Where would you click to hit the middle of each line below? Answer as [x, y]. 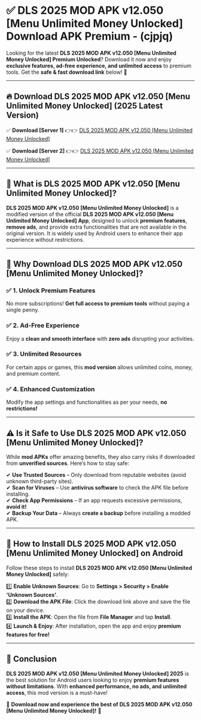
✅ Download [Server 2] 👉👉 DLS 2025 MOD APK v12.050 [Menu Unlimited [100, 151]
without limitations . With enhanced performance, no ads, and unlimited [97, 686]
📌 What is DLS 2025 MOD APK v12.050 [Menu [93, 184]
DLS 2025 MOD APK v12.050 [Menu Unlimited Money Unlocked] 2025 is [98, 673]
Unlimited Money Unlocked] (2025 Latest [85, 106]
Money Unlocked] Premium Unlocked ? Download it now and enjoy [89, 59]
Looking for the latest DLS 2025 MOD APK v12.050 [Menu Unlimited [91, 53]
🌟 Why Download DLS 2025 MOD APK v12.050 [95, 264]
